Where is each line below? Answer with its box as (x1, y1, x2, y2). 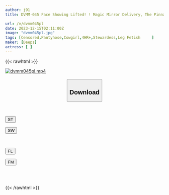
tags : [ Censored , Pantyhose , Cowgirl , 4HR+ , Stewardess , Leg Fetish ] (5, 35, 154, 40)
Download (69, 88, 100, 96)
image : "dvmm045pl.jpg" (5, 31, 55, 36)
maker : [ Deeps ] (5, 40, 37, 45)
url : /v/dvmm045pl (5, 21, 44, 26)
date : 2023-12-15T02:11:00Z (5, 26, 64, 31)
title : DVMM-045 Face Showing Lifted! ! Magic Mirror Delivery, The (5, 12, 152, 17)
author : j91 (5, 7, 30, 13)
